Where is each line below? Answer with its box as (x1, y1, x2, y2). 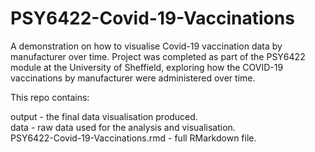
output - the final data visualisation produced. (10, 110, 198, 122)
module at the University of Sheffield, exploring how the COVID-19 (10, 61, 284, 73)
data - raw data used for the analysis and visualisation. (10, 121, 236, 133)
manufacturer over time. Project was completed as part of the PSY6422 (10, 50, 306, 62)
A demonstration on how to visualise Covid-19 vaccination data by (10, 40, 283, 52)
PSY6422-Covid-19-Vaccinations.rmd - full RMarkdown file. (10, 132, 257, 144)
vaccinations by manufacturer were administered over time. (10, 72, 256, 84)
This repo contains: (10, 91, 90, 103)
